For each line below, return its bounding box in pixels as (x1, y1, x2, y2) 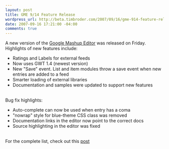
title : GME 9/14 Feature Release (5, 12, 75, 17)
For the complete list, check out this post (5, 138, 90, 144)
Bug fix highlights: (5, 97, 43, 104)
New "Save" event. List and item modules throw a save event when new (12, 66, 161, 72)
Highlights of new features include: (5, 45, 78, 52)
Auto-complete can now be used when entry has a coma (12, 107, 131, 113)
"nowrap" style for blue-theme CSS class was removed (12, 112, 127, 119)
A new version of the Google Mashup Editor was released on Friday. (5, 40, 146, 46)
